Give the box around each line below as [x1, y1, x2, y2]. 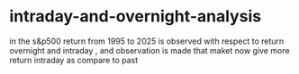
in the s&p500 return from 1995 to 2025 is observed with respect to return [9, 36, 285, 46]
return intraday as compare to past [9, 54, 139, 65]
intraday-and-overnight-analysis [9, 6, 262, 27]
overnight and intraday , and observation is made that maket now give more [9, 45, 290, 55]
